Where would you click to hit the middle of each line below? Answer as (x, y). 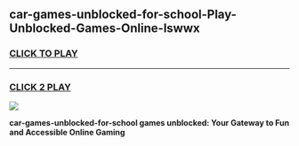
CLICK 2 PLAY (40, 87)
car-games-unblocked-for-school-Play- (123, 15)
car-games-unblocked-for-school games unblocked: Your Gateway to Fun (149, 122)
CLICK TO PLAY (44, 54)
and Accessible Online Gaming (67, 132)
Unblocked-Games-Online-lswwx (105, 29)
